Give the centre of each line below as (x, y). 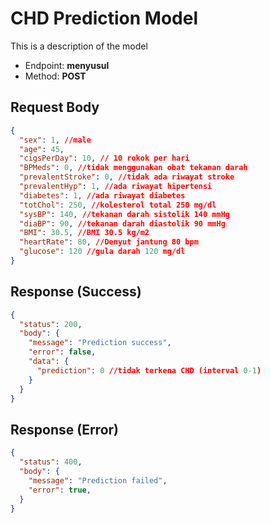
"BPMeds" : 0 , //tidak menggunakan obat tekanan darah (133, 168)
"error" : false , (62, 352)
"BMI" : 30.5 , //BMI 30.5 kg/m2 (84, 233)
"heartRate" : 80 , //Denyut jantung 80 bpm (109, 242)
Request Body (55, 107)
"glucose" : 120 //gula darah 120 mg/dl (102, 252)
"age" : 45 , (42, 149)
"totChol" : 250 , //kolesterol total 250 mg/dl (118, 205)
